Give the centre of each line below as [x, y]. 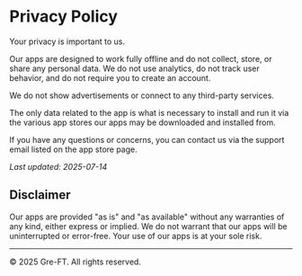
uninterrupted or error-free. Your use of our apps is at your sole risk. [136, 236]
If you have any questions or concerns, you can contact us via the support [147, 139]
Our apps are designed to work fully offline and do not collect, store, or [141, 58]
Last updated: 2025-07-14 [58, 166]
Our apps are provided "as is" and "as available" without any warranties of [147, 217]
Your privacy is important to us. [67, 41]
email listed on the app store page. [73, 149]
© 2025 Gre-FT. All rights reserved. [75, 262]
